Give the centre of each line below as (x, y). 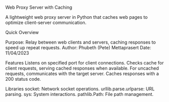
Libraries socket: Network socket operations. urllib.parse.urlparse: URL (80, 89)
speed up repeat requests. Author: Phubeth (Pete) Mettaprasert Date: (78, 47)
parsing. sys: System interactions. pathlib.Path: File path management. (79, 94)
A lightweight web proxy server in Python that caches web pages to (77, 17)
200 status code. (23, 79)
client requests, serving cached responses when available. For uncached (82, 68)
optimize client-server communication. (46, 23)
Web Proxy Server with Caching (39, 7)
